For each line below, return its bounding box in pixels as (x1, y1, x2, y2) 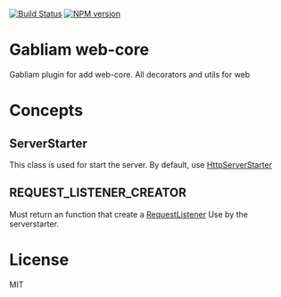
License (9, 250, 70, 269)
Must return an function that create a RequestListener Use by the (9, 209, 248, 219)
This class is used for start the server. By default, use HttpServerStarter (9, 159, 273, 169)
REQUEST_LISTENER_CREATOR (9, 186, 187, 201)
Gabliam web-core (9, 40, 150, 60)
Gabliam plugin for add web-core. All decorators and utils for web (9, 69, 251, 79)
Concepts (9, 101, 83, 120)
